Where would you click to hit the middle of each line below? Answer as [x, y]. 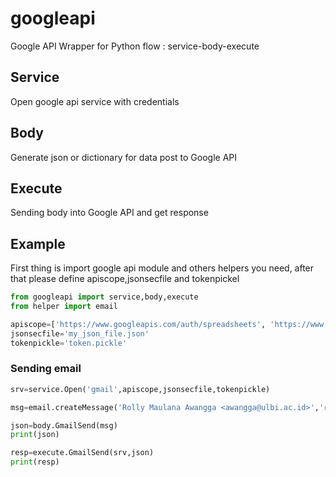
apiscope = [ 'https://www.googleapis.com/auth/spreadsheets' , [138, 324]
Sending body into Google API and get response [109, 213]
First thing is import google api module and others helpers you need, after [162, 268]
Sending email [46, 369]
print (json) [35, 435]
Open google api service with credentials [95, 101]
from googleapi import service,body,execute [104, 297]
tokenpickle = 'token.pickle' [69, 343]
